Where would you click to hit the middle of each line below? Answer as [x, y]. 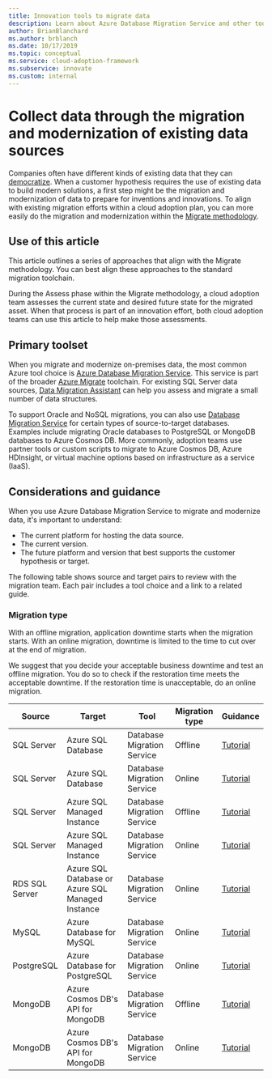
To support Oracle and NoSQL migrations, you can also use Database [124, 414]
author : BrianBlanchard [49, 31]
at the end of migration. [47, 650]
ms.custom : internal [43, 76]
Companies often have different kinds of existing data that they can [121, 173]
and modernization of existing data [128, 133]
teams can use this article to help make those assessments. [108, 320]
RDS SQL [30, 884]
